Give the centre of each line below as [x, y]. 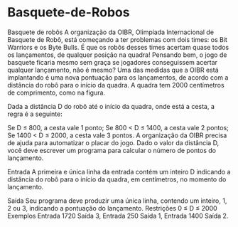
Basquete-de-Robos [69, 12]
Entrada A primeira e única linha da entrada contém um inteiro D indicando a [119, 171]
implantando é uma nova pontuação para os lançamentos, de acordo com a [118, 77]
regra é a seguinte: [35, 114]
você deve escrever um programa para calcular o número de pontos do [112, 150]
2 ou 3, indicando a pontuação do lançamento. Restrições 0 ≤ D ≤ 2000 [113, 208]
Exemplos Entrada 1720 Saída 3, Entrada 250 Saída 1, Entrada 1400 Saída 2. [118, 216]
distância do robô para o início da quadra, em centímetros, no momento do [117, 179]
